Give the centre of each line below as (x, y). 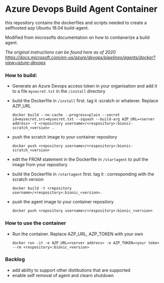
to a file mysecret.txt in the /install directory (59, 91)
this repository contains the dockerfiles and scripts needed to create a (76, 23)
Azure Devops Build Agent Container (81, 9)
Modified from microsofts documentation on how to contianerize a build (77, 37)
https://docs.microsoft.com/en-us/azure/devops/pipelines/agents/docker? (80, 57)
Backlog (15, 259)
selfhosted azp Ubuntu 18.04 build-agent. (47, 28)
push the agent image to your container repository (63, 202)
